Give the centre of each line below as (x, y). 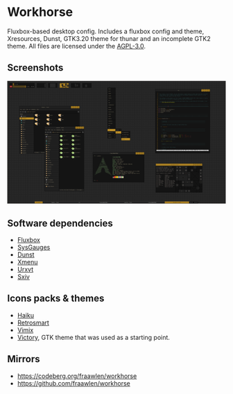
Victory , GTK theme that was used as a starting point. (93, 337)
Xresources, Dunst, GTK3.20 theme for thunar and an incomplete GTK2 (109, 38)
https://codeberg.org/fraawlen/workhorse (77, 376)
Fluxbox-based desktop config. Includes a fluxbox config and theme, (106, 31)
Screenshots (35, 68)
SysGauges (34, 248)
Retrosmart (33, 323)
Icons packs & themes (56, 299)
